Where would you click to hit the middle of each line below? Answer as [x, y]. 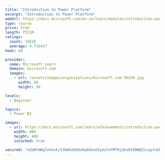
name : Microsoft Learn [33, 64]
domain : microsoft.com [33, 69]
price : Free [17, 28]
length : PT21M [20, 32]
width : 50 [28, 82]
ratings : [14, 37]
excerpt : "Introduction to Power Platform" [50, 14]
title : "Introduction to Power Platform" [48, 10]
